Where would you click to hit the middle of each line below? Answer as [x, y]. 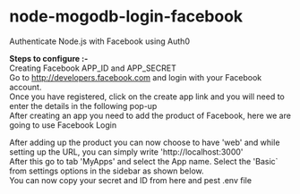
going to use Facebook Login [63, 125]
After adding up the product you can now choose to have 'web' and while [145, 142]
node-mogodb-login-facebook [126, 17]
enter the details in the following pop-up [83, 105]
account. [26, 87]
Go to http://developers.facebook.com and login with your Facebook [136, 77]
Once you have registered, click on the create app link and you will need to [147, 97]
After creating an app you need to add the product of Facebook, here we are [150, 115]
